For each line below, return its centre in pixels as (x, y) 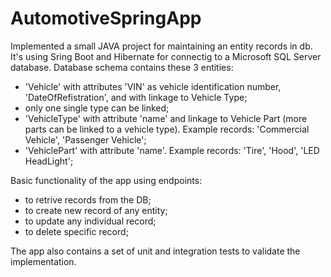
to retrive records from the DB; (88, 199)
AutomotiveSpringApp (106, 18)
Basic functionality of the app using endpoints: (106, 180)
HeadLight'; (49, 161)
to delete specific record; (76, 231)
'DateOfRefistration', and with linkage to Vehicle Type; (136, 97)
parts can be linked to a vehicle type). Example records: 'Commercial (167, 129)
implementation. (43, 261)
